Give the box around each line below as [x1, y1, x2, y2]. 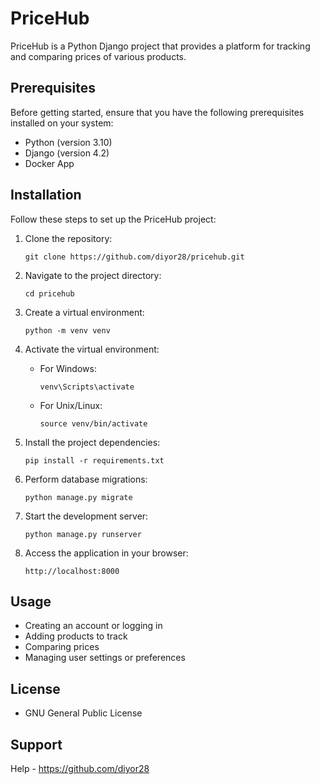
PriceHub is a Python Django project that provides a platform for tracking [10, 40, 311, 52]
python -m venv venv [24, 325, 111, 336]
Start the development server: [24, 510, 149, 522]
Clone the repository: [24, 232, 113, 244]
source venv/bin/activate [39, 418, 148, 429]
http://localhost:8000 [24, 566, 120, 576]
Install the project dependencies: [24, 436, 161, 448]
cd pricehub [24, 288, 75, 299]
